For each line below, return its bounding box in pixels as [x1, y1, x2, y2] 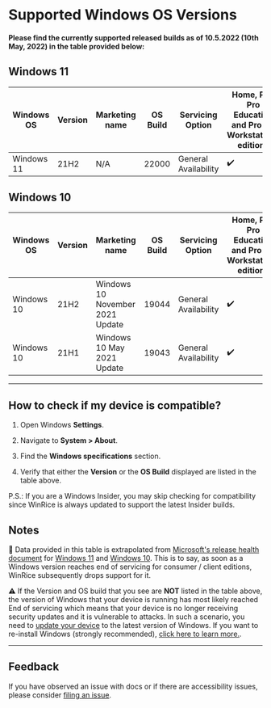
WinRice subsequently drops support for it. [8, 571, 152, 580]
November [95, 299, 135, 310]
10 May [95, 342, 125, 353]
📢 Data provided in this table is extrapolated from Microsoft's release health [8, 545, 260, 554]
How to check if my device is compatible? [8, 398, 222, 412]
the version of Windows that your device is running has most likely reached [8, 595, 259, 605]
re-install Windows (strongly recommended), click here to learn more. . [8, 629, 242, 639]
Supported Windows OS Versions [8, 6, 238, 24]
